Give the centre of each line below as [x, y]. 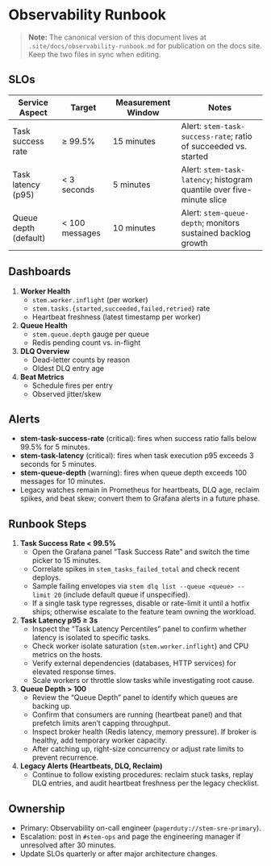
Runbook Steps [48, 524]
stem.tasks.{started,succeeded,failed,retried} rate [121, 308]
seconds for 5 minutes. [58, 464]
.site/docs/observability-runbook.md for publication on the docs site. [145, 45]
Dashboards [40, 272]
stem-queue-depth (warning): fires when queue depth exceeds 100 [133, 473]
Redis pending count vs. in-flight [86, 342]
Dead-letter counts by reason [81, 360]
